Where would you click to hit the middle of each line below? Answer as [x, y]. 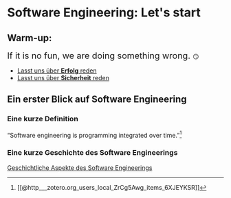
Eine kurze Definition [43, 119]
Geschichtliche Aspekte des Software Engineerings [80, 168]
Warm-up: [30, 38]
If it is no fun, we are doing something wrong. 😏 [103, 55]
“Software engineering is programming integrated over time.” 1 [95, 134]
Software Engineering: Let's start [104, 13]
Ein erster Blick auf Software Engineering [97, 100]
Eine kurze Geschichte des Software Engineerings [92, 153]
